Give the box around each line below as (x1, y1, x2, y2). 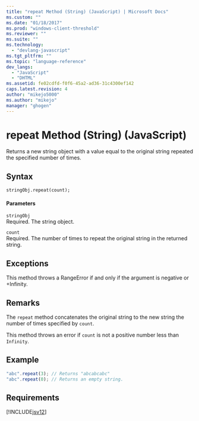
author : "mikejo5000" (6, 92, 60, 98)
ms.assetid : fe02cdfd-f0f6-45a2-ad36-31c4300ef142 (6, 81, 134, 87)
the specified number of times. (6, 154, 81, 161)
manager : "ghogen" (6, 102, 52, 109)
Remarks (6, 298, 40, 308)
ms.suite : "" (6, 36, 39, 42)
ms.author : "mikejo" (6, 97, 58, 103)
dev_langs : (6, 64, 33, 70)
